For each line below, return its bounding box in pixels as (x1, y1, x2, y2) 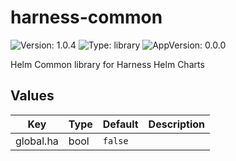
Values (10, 87, 55, 105)
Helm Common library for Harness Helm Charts (10, 58, 205, 70)
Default (102, 117, 139, 131)
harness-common (10, 6, 163, 29)
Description (148, 117, 206, 131)
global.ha (15, 134, 59, 148)
